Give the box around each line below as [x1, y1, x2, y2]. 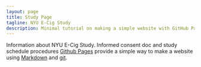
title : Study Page [6, 14, 52, 20]
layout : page [6, 8, 39, 15]
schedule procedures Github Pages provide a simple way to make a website [6, 48, 193, 55]
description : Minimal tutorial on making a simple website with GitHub [6, 25, 188, 31]
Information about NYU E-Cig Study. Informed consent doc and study [6, 42, 178, 49]
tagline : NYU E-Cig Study [6, 20, 71, 25]
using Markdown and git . [6, 54, 68, 61]
